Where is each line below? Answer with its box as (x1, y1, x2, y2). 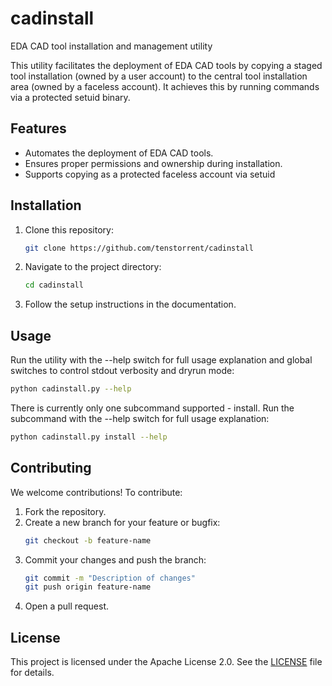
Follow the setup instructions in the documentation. (24, 298, 237, 311)
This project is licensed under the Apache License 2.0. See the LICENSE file (10, 656, 323, 668)
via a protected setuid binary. (10, 91, 131, 103)
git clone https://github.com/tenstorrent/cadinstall (24, 243, 254, 253)
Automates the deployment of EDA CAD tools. (24, 147, 214, 159)
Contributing (10, 460, 92, 477)
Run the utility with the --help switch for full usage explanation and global (10, 354, 313, 366)
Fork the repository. (24, 505, 107, 517)
